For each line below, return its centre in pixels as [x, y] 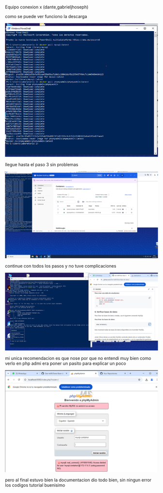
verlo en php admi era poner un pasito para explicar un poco [65, 363]
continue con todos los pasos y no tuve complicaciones [61, 266]
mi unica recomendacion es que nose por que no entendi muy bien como [78, 358]
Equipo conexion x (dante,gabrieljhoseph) [47, 7]
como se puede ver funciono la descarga [46, 16]
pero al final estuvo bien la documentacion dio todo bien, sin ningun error [78, 480]
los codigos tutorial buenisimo [35, 485]
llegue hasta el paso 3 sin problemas [42, 164]
